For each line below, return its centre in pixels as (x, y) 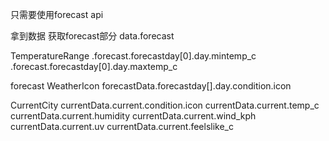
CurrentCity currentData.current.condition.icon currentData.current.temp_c (165, 105)
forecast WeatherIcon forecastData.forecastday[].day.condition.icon (151, 86)
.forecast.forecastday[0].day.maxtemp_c (94, 66)
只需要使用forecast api (57, 14)
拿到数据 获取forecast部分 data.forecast (92, 36)
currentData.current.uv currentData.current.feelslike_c (122, 126)
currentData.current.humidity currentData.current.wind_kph (133, 116)
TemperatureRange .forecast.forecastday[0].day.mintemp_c (133, 56)
